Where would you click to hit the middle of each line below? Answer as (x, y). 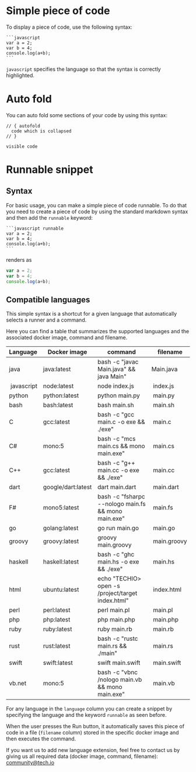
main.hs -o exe (118, 562)
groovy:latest (61, 541)
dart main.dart (117, 487)
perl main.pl (113, 610)
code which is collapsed (41, 131)
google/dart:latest (67, 487)
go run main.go (118, 528)
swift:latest (58, 663)
